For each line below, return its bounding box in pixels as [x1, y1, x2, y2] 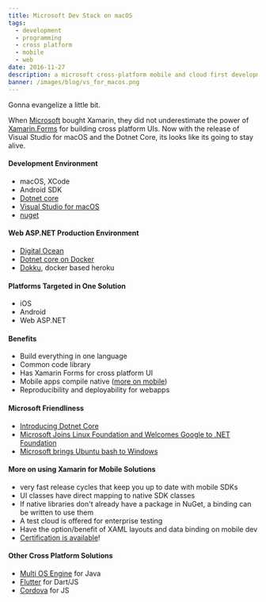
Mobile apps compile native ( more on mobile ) [19, 376, 168, 386]
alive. [8, 141, 26, 150]
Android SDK [19, 184, 63, 195]
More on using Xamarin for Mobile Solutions [8, 465, 156, 474]
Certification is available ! [19, 533, 101, 542]
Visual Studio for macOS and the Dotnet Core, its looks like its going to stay [8, 132, 253, 141]
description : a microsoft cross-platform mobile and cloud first [8, 71, 228, 79]
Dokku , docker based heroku [19, 263, 115, 272]
